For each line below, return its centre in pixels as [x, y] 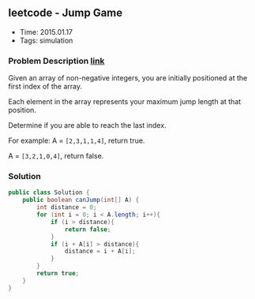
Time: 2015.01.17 [46, 32]
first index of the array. [45, 87]
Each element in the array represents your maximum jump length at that [125, 102]
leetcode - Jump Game [66, 13]
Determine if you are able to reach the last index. [88, 125]
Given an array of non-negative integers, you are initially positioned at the [128, 78]
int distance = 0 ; [67, 207]
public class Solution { [49, 192]
